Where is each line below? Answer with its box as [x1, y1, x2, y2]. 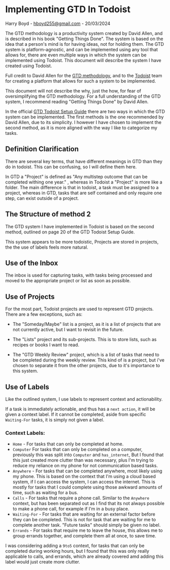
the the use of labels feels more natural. [5, 244, 89, 250]
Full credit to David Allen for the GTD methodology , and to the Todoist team [5, 72, 162, 78]
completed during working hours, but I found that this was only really [5, 548, 150, 554]
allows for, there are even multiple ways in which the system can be [5, 52, 147, 58]
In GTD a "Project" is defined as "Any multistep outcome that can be [5, 173, 148, 179]
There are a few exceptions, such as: [5, 311, 83, 317]
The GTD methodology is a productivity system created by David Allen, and [5, 30, 163, 36]
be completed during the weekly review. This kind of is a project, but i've [12, 357, 165, 363]
